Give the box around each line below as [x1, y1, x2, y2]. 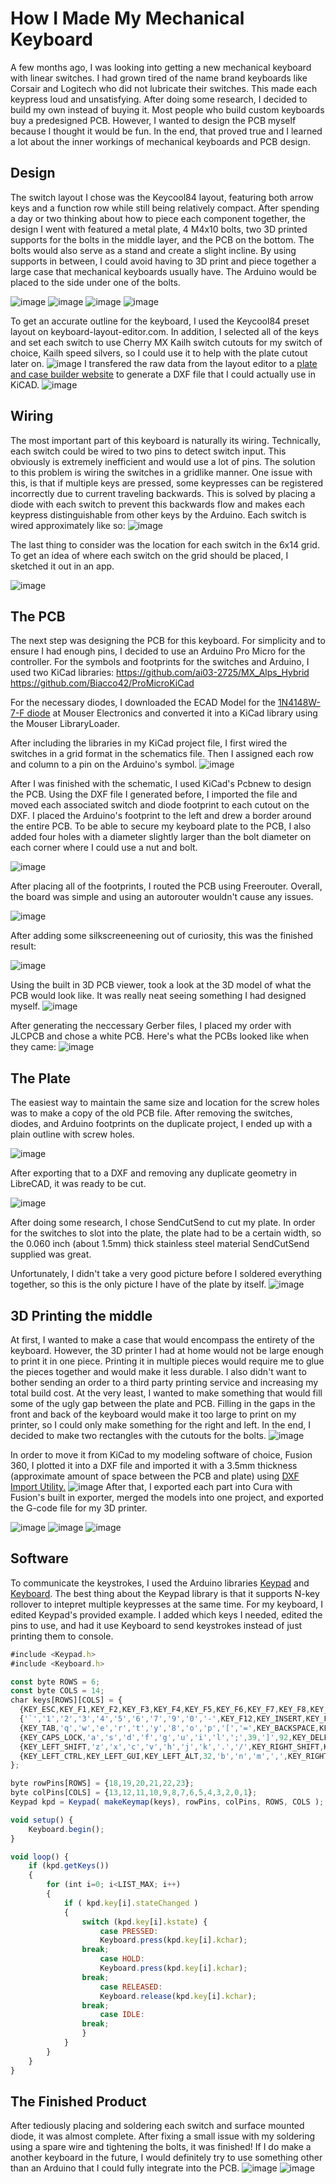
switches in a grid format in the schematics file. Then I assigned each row [10, 748, 314, 760]
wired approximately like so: [10, 519, 126, 531]
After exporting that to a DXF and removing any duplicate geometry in [10, 1167, 297, 1179]
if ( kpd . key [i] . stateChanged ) [63, 1898, 199, 1908]
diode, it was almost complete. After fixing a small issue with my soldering [10, 2130, 316, 2142]
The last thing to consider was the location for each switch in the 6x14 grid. [10, 538, 320, 551]
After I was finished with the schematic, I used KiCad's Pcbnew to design [10, 778, 312, 790]
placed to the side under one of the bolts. [10, 276, 181, 288]
